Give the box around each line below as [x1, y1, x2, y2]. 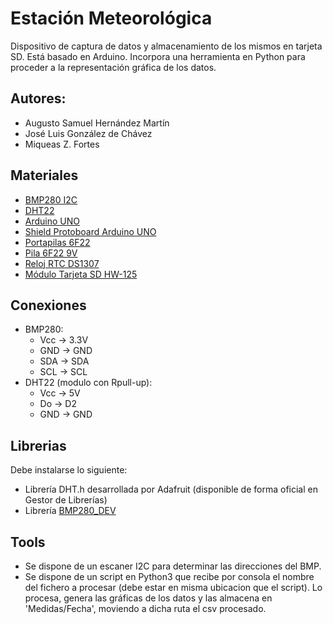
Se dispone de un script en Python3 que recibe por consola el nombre [24, 571, 315, 582]
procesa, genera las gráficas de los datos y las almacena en [24, 592, 273, 604]
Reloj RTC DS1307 [24, 257, 100, 269]
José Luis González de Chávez [24, 127, 153, 139]
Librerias [10, 437, 67, 454]
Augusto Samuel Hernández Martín [24, 117, 170, 129]
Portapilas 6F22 [24, 236, 91, 248]
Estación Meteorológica [10, 7, 213, 30]
